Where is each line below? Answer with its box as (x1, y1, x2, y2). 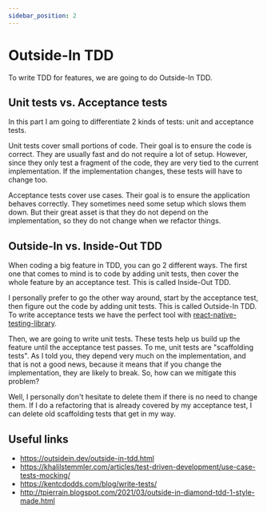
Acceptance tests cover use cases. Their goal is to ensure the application (8, 190, 250, 200)
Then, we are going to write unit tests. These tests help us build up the (8, 334, 241, 344)
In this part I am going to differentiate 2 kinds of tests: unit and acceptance (8, 117, 254, 126)
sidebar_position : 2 (8, 11, 78, 20)
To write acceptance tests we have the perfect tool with (8, 310, 192, 320)
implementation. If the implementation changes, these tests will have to (8, 166, 242, 176)
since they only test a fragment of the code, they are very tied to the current (8, 158, 259, 168)
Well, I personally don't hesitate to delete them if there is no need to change (8, 392, 258, 402)
